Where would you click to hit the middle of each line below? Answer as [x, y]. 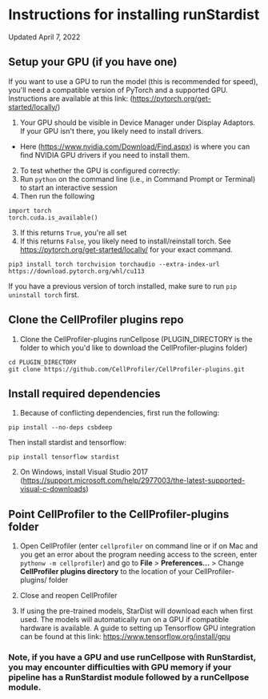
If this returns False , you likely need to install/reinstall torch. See [126, 241]
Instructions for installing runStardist [134, 15]
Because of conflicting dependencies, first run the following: [120, 413]
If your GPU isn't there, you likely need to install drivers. [112, 131]
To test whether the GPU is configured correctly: [100, 171]
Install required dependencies [85, 394]
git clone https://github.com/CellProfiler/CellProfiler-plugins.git [127, 369]
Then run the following [57, 196]
